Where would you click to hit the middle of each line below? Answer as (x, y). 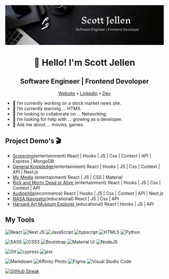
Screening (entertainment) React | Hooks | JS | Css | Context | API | (82, 155)
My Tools (20, 220)
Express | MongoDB (33, 161)
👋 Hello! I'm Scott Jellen (84, 63)
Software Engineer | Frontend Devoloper (84, 81)
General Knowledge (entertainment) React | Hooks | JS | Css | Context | (86, 166)
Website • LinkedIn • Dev (84, 93)
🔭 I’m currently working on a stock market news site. (67, 103)
